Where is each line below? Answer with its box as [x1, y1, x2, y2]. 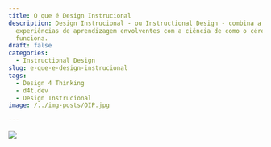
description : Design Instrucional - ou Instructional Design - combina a [8, 19, 262, 27]
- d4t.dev [15, 86, 48, 95]
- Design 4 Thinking [15, 79, 85, 87]
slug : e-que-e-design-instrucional [8, 64, 128, 72]
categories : [8, 49, 48, 57]
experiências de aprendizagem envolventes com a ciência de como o [15, 27, 248, 35]
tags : [8, 71, 27, 80]
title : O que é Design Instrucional [8, 11, 131, 20]
